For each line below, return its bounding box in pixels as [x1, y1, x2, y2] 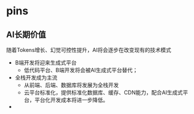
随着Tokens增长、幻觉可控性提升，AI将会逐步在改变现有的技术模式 [6, 47, 171, 53]
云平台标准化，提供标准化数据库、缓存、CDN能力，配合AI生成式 [23, 89, 183, 96]
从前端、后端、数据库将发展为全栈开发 [23, 82, 119, 88]
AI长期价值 [6, 29, 46, 39]
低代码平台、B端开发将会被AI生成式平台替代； [23, 67, 138, 73]
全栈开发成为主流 [14, 74, 58, 81]
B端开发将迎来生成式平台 [14, 59, 77, 66]
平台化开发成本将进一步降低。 [34, 97, 109, 103]
